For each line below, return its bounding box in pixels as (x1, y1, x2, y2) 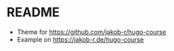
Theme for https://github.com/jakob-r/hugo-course (16, 28, 167, 36)
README (6, 4, 60, 21)
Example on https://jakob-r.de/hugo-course (16, 35, 144, 43)
